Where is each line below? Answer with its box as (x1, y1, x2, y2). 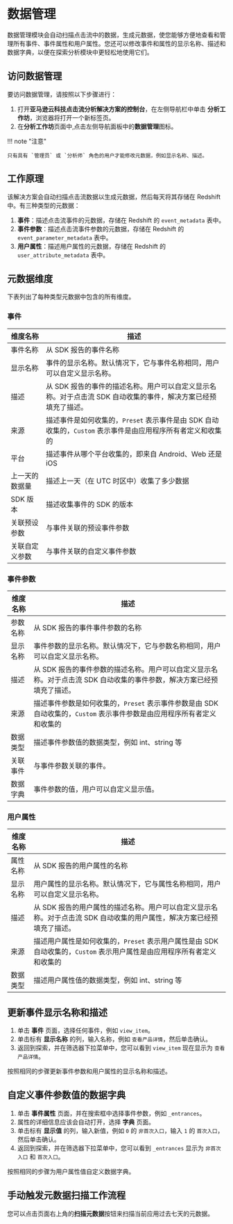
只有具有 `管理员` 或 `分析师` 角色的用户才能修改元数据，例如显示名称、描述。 (7, 152, 208, 159)
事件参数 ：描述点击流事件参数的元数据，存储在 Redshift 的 (17, 224, 184, 233)
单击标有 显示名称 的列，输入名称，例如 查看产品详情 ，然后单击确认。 (17, 1035, 212, 1043)
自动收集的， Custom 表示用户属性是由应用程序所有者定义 (33, 947, 217, 957)
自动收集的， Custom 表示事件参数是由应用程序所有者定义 (33, 709, 217, 718)
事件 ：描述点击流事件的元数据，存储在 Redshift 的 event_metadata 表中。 (17, 216, 225, 224)
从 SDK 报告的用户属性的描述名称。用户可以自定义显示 (33, 902, 212, 912)
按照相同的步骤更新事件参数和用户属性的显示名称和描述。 (7, 1067, 171, 1075)
